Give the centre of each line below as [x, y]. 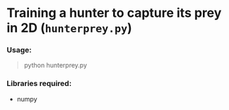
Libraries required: [39, 84]
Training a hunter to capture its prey [114, 13]
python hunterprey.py [55, 66]
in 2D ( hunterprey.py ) [69, 28]
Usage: [19, 50]
